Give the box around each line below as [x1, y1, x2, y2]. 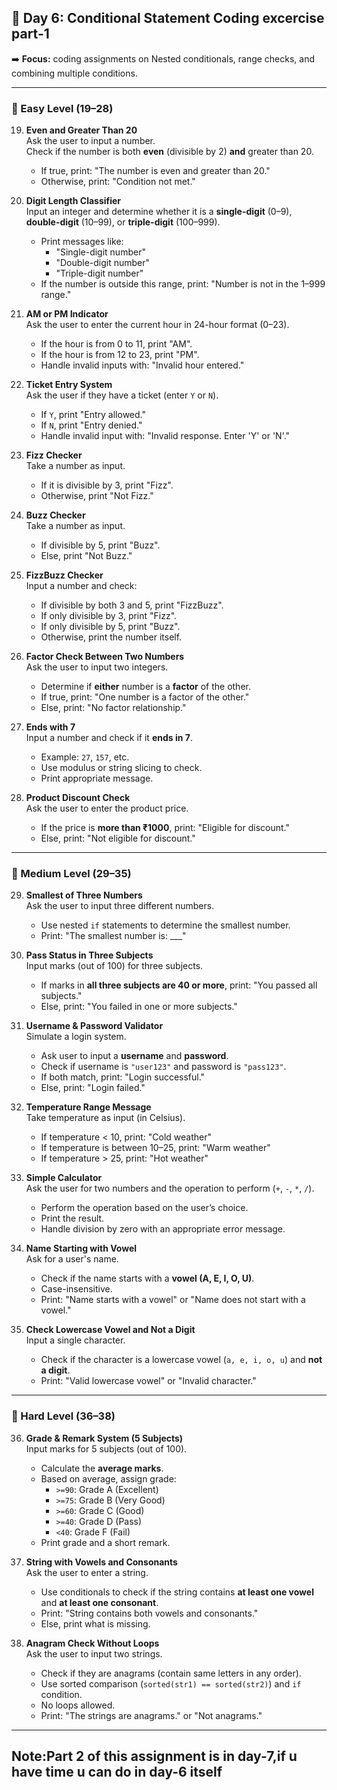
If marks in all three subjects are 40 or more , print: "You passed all [40, 979, 318, 991]
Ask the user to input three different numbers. [25, 900, 215, 912]
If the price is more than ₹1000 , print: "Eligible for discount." [40, 822, 290, 834]
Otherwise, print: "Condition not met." [40, 176, 196, 188]
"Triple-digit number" [55, 267, 144, 280]
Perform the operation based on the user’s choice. [40, 1202, 249, 1214]
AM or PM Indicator [25, 308, 109, 320]
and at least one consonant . [40, 1596, 159, 1608]
